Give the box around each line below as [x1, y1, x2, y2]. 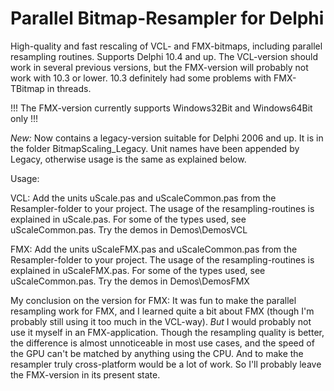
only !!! [10, 112, 39, 124]
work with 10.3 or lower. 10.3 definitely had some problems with [10, 72, 272, 84]
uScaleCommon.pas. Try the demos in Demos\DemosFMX [10, 275, 250, 287]
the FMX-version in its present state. [10, 368, 161, 381]
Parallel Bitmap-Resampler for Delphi [10, 7, 325, 30]
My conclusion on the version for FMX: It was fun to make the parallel [10, 294, 297, 306]
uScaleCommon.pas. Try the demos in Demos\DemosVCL [10, 223, 248, 236]
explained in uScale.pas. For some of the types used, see [10, 213, 247, 225]
